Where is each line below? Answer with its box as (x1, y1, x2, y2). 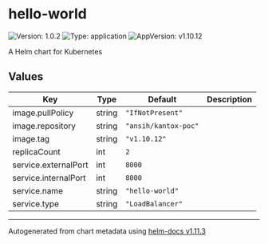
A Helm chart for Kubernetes (8, 46, 103, 56)
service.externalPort (12, 159, 89, 170)
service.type (12, 198, 60, 209)
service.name (12, 185, 64, 196)
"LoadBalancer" (124, 199, 183, 208)
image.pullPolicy (12, 107, 74, 118)
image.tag (12, 133, 50, 144)
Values (8, 70, 44, 84)
